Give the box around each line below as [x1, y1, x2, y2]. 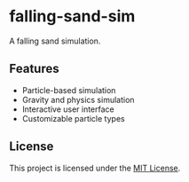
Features [9, 61, 59, 76]
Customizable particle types [21, 113, 126, 123]
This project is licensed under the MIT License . [9, 162, 181, 173]
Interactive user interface [21, 104, 115, 115]
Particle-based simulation [21, 84, 116, 95]
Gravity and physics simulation [21, 94, 135, 105]
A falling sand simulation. [9, 36, 101, 46]
